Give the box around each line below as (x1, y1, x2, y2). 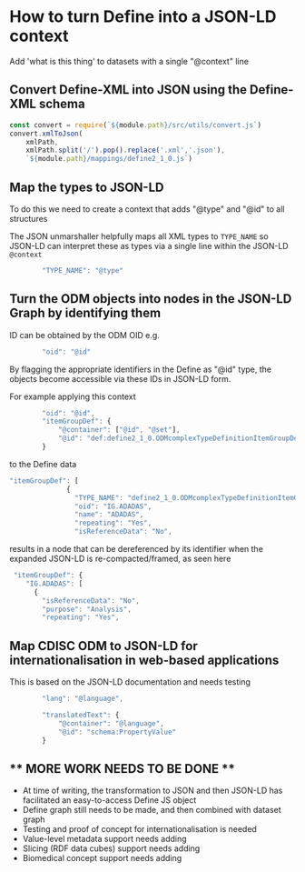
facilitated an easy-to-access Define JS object (22, 795, 197, 806)
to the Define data (9, 458, 77, 469)
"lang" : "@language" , (42, 694, 124, 704)
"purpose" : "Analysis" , (42, 605, 132, 614)
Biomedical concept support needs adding (22, 853, 182, 864)
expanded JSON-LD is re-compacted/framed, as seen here (9, 553, 231, 564)
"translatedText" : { (42, 710, 120, 719)
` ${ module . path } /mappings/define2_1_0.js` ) (25, 155, 193, 164)
